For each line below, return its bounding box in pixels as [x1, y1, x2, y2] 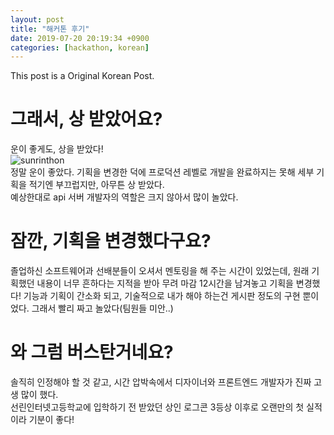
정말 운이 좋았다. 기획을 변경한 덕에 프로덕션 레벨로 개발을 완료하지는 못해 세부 [10, 166, 315, 178]
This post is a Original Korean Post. [10, 70, 155, 82]
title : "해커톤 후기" [10, 24, 90, 34]
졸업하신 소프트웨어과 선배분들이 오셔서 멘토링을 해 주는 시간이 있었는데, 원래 [10, 265, 310, 277]
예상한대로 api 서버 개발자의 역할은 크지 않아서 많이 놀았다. [10, 191, 239, 203]
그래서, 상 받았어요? [10, 108, 163, 131]
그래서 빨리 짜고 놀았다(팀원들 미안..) [31, 302, 174, 315]
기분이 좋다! [28, 414, 75, 426]
